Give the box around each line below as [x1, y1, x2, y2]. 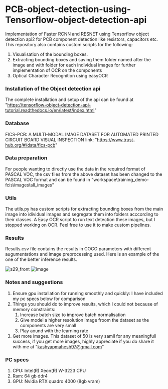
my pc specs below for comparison [12, 296, 86, 302]
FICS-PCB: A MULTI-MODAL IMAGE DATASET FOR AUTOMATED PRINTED [5, 131, 159, 137]
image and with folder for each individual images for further [12, 62, 136, 68]
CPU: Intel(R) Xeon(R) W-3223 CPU [12, 368, 86, 374]
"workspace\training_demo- [91, 176, 149, 182]
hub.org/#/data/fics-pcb [5, 142, 56, 148]
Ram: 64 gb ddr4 [12, 373, 48, 379]
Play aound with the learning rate [20, 328, 89, 334]
